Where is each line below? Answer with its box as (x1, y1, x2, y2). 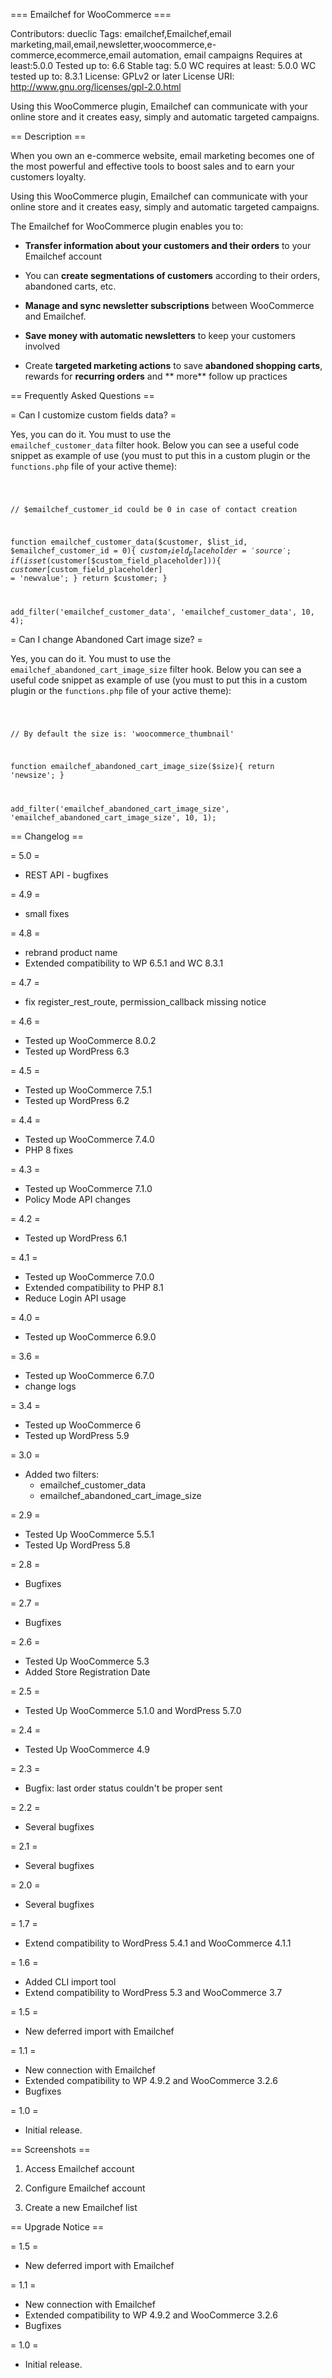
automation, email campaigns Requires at (132, 49, 303, 61)
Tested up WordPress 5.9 (24, 1429, 130, 1441)
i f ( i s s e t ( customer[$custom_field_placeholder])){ (10, 556, 222, 566)
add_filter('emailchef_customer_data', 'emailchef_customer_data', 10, (10, 607, 315, 617)
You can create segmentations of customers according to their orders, (24, 270, 321, 281)
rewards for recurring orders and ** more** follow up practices (24, 370, 288, 382)
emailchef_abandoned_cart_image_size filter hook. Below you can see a (10, 663, 302, 675)
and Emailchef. (24, 310, 87, 322)
